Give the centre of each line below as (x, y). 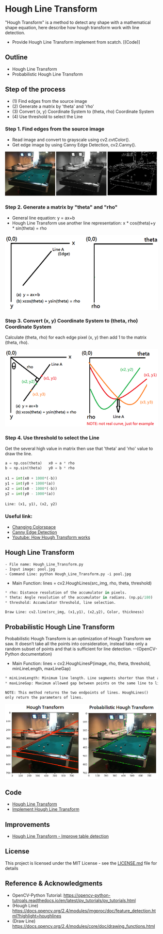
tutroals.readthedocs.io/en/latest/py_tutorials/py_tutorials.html (74, 900)
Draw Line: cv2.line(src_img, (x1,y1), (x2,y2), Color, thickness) (75, 612)
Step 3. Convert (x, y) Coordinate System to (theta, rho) (72, 321)
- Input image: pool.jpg (30, 569)
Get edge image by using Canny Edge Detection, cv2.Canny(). (74, 145)
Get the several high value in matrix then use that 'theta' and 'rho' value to (79, 448)
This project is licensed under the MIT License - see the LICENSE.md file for (81, 863)
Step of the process (35, 89)
